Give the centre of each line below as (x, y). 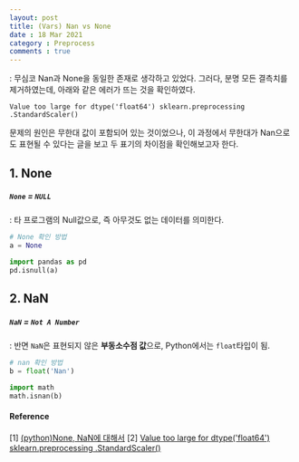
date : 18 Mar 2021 (46, 34)
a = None (26, 245)
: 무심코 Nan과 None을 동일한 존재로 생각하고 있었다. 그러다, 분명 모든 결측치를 (149, 79)
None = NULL (30, 197)
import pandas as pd (48, 262)
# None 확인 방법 (39, 237)
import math (32, 388)
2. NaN (29, 298)
